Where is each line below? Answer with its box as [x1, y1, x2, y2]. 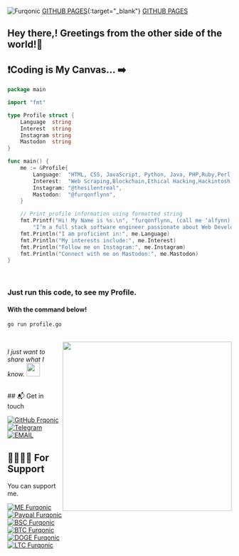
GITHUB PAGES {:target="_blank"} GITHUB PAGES [41, 7, 188, 15]
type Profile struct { [7, 111, 75, 119]
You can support [7, 482, 56, 490]
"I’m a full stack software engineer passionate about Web [33, 224, 212, 231]
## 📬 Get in [7, 392, 44, 401]
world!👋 [7, 38, 43, 51]
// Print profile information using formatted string [20, 210, 183, 217]
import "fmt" [7, 99, 46, 106]
